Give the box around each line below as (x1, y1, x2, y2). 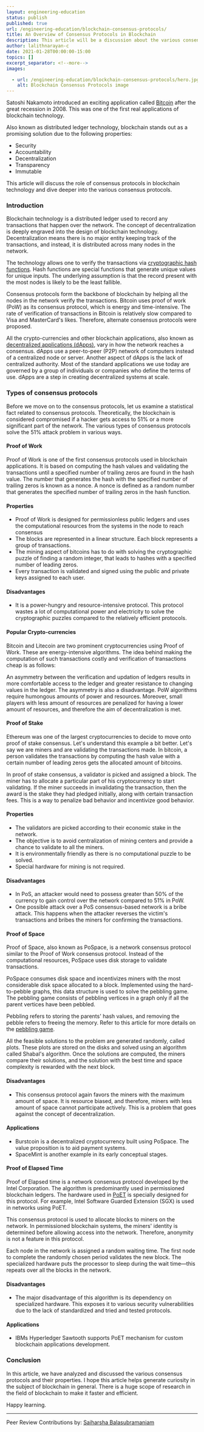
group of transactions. (15, 541, 71, 549)
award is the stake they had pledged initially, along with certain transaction (6, 790, 193, 797)
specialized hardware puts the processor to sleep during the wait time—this (6, 1260, 195, 1267)
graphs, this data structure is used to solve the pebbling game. (32, 988, 189, 995)
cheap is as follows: (6, 661, 56, 669)
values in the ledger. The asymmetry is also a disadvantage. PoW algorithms (6, 686, 197, 693)
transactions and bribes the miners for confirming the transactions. (15, 916, 183, 923)
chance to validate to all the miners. (15, 843, 104, 850)
